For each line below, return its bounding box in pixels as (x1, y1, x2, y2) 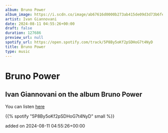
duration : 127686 (5, 30, 41, 35)
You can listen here (5, 103, 45, 110)
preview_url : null (5, 35, 43, 40)
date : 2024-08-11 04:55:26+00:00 (5, 21, 75, 26)
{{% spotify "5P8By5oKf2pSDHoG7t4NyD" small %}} (5, 113, 115, 119)
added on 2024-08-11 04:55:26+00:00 (5, 123, 85, 129)
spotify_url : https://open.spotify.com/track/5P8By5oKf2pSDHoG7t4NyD (5, 40, 153, 45)
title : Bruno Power (5, 44, 46, 49)
